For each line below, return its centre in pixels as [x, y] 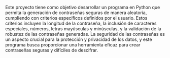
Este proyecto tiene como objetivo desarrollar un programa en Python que [83, 7]
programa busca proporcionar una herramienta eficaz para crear [73, 45]
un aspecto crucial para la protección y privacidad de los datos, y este [79, 39]
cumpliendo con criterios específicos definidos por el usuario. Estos [76, 18]
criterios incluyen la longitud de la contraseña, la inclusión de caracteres [81, 23]
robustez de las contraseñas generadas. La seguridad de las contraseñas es [85, 34]
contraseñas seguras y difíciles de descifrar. [52, 50]
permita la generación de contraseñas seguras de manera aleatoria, [76, 13]
